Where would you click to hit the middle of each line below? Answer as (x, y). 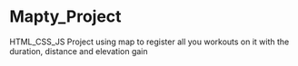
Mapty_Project (65, 17)
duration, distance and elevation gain (79, 51)
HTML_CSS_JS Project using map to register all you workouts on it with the (149, 42)
